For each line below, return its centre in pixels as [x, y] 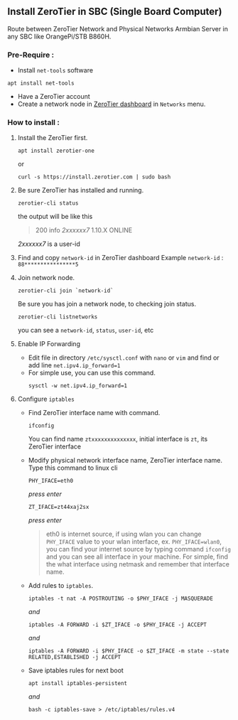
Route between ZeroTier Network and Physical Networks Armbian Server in [118, 28]
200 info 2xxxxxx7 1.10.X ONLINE [84, 230]
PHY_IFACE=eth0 [50, 481]
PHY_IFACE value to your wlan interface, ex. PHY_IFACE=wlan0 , [134, 542]
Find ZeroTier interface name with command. [94, 413]
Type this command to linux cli [73, 468]
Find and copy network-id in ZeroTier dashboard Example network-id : [120, 258]
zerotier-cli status [48, 203]
